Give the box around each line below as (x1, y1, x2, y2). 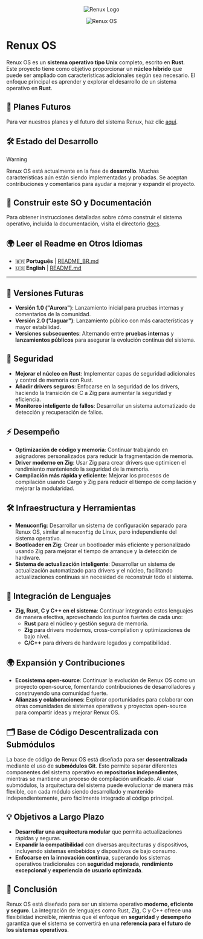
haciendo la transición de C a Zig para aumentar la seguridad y (14, 389, 172, 396)
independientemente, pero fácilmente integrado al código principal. (6, 794, 174, 801)
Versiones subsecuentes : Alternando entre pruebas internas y (14, 330, 174, 337)
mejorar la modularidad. (14, 485, 75, 492)
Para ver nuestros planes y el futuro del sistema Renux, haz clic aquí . (6, 118, 178, 125)
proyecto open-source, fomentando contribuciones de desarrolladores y (14, 683, 196, 691)
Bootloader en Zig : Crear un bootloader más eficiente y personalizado (14, 541, 190, 548)
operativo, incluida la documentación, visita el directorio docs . (6, 220, 161, 227)
